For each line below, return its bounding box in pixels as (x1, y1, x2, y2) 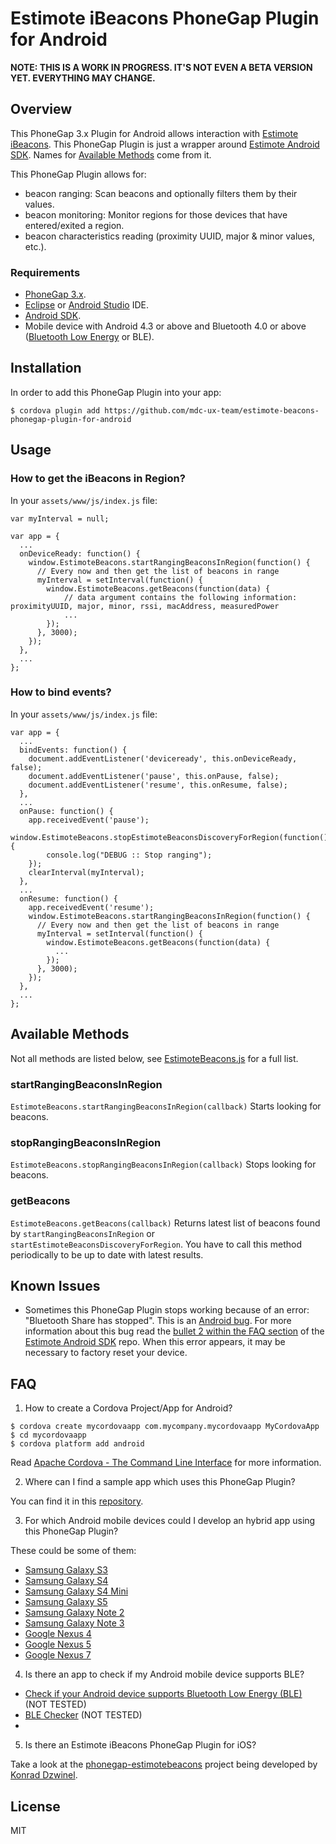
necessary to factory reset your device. (24, 1347, 188, 1359)
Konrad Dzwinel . (10, 1769, 78, 1781)
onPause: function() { (19, 806, 114, 816)
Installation (10, 360, 82, 377)
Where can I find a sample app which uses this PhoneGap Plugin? (24, 1476, 296, 1488)
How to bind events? (10, 685, 112, 699)
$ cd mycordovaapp (10, 1430, 87, 1441)
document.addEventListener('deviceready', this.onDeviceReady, (28, 753, 298, 764)
